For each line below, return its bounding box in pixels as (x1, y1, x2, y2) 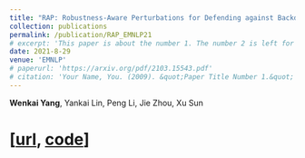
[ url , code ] (9, 129, 90, 150)
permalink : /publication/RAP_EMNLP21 (9, 30, 152, 39)
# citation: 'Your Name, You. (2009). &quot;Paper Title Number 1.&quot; (9, 73, 295, 82)
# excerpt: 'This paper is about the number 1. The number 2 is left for (9, 38, 295, 48)
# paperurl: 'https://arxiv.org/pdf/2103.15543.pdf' (9, 64, 213, 74)
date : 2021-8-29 (9, 47, 71, 56)
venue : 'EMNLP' (9, 55, 67, 64)
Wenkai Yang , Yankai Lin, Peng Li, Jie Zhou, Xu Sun (9, 97, 204, 108)
